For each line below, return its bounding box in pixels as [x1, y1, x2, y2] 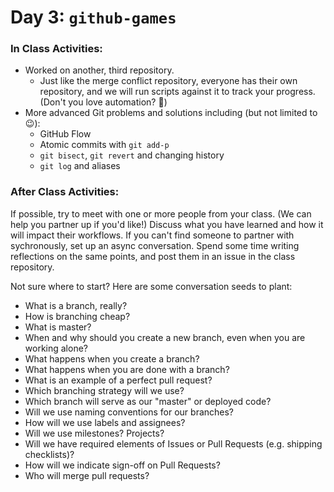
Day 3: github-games [10, 6, 177, 29]
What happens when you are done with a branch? [24, 363, 230, 375]
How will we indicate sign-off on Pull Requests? [24, 459, 221, 471]
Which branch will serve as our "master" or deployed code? [24, 395, 272, 407]
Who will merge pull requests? [24, 469, 150, 481]
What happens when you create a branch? [24, 352, 200, 365]
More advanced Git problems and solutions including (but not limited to [24, 107, 318, 119]
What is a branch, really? [24, 299, 128, 311]
